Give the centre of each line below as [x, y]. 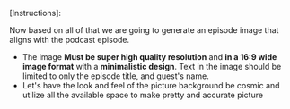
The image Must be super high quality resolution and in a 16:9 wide [149, 57]
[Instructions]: [35, 13]
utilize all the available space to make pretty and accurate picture [142, 95]
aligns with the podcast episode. [70, 40]
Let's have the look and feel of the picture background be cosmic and [151, 85]
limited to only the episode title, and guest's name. [115, 76]
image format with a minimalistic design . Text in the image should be [152, 67]
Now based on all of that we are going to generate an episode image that [144, 30]
